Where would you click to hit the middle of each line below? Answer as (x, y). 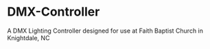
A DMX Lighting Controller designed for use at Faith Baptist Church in (105, 31)
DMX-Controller (54, 12)
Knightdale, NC (28, 37)
